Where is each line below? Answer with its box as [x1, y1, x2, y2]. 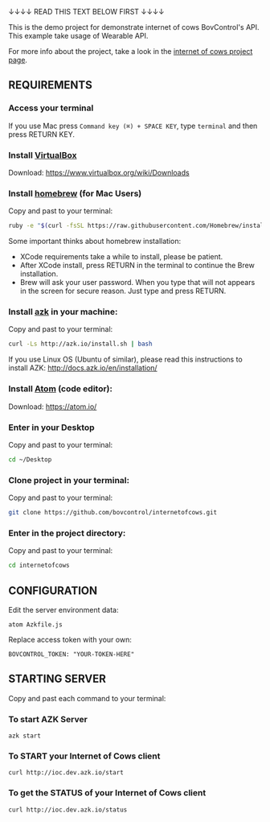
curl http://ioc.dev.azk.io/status [8, 805, 128, 814]
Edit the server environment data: [8, 605, 119, 614]
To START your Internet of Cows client [8, 750, 161, 762]
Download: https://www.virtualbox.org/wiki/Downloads [8, 167, 190, 177]
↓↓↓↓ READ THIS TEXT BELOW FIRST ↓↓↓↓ [8, 7, 165, 16]
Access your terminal [8, 102, 94, 114]
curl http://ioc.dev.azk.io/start [8, 769, 125, 777]
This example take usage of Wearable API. [8, 31, 149, 40]
